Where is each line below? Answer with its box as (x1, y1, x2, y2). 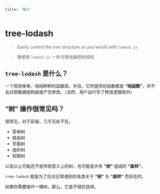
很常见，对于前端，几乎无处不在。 (5, 119, 73, 124)
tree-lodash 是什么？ (5, 69, 68, 77)
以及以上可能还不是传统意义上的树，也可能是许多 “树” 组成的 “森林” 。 (5, 163, 145, 169)
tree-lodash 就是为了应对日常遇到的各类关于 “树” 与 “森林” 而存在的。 (5, 174, 146, 179)
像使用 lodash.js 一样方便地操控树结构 (16, 54, 95, 60)
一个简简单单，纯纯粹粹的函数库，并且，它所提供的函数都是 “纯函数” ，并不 (5, 83, 155, 89)
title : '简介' (5, 7, 32, 12)
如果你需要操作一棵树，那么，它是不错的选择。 (5, 184, 98, 190)
